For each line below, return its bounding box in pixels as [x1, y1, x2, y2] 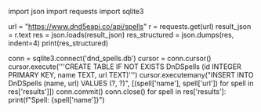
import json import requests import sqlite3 [8, 7, 144, 16]
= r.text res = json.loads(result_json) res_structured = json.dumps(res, [8, 31, 234, 39]
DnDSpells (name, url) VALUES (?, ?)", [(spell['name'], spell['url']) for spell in [8, 78, 254, 88]
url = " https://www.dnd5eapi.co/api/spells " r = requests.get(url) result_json [8, 22, 252, 31]
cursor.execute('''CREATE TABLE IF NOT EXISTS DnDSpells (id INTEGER [8, 62, 241, 71]
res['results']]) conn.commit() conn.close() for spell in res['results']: [8, 87, 227, 96]
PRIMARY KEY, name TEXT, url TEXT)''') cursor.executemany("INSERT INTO [8, 70, 254, 79]
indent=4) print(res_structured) [8, 38, 109, 48]
